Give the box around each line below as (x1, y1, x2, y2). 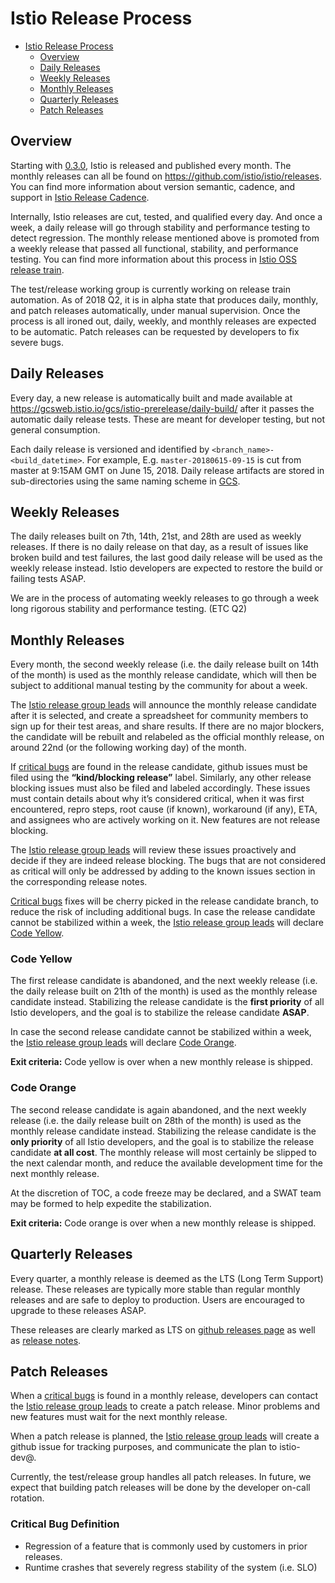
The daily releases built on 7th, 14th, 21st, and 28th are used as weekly (10, 530, 302, 542)
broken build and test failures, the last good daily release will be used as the (10, 552, 323, 564)
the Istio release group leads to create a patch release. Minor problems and (10, 1400, 321, 1412)
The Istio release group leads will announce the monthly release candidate (10, 699, 317, 711)
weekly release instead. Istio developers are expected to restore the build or (10, 562, 324, 574)
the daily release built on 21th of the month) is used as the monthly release (10, 985, 318, 997)
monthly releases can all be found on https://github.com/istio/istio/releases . (10, 170, 323, 182)
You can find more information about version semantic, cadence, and (10, 180, 296, 192)
